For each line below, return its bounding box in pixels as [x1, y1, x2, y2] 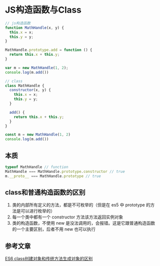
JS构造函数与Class [5, 4, 82, 16]
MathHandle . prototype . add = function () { [5, 48, 92, 52]
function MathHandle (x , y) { [5, 25, 64, 30]
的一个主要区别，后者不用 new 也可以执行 [12, 226, 96, 232]
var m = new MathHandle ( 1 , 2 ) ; [5, 65, 69, 70]
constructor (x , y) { [9, 88, 51, 93]
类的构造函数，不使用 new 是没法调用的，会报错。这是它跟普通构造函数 [12, 220, 156, 226]
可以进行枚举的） [20, 208, 55, 214]
